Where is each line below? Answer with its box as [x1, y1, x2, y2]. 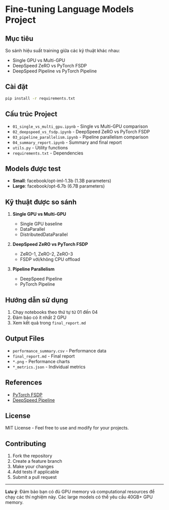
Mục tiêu [5, 34, 34, 43]
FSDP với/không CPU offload [20, 257, 80, 263]
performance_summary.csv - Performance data [12, 348, 107, 354]
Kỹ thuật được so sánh [5, 198, 77, 206]
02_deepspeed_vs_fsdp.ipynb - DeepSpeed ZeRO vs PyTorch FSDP [12, 128, 150, 134]
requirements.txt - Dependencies [12, 150, 83, 156]
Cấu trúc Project [5, 110, 58, 119]
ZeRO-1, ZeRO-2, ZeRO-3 [20, 251, 73, 257]
